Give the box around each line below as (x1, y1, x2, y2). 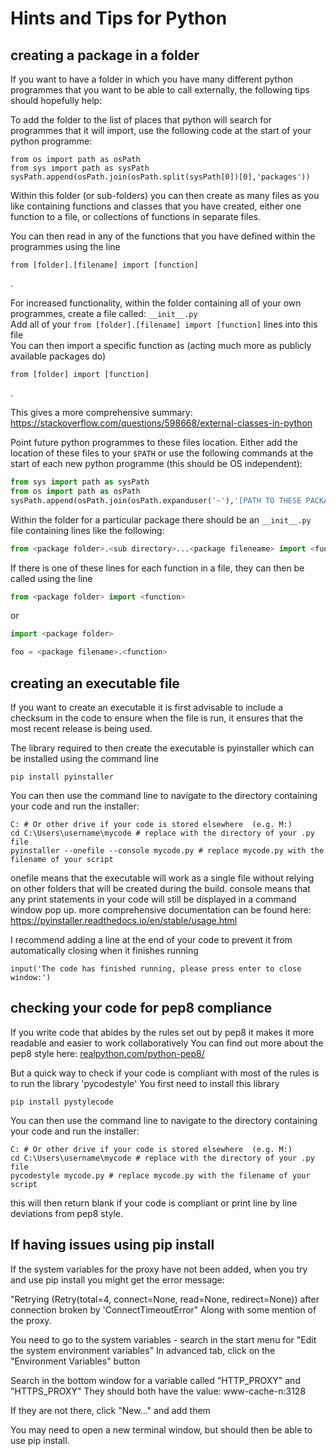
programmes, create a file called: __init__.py (10, 308, 198, 319)
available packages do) (10, 350, 107, 362)
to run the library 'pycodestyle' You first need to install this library (10, 1077, 280, 1089)
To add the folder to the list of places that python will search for (10, 114, 272, 126)
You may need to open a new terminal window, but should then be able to (10, 1423, 313, 1436)
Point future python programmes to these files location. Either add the (10, 437, 298, 448)
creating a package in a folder (10, 47, 200, 64)
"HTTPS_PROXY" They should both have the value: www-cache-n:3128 (10, 1385, 307, 1397)
